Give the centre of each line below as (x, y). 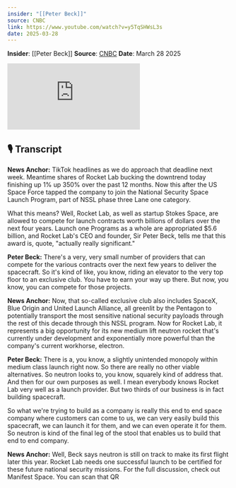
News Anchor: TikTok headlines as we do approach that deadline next (110, 169)
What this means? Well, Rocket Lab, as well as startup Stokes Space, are (113, 213)
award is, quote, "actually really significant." (71, 244)
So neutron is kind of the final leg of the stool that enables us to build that (114, 433)
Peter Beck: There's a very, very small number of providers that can (106, 257)
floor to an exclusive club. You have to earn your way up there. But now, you (118, 280)
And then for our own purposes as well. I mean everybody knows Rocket (113, 382)
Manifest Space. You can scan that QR (63, 477)
